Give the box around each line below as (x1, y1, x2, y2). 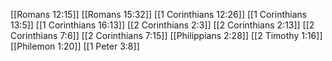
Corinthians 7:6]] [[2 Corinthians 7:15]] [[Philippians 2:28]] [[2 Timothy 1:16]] (10, 30, 323, 41)
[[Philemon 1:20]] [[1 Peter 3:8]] (10, 40, 140, 52)
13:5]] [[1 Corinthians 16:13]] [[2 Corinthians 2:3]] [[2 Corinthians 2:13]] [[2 (10, 19, 315, 31)
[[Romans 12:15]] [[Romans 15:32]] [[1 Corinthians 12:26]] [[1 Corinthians (10, 9, 308, 20)
